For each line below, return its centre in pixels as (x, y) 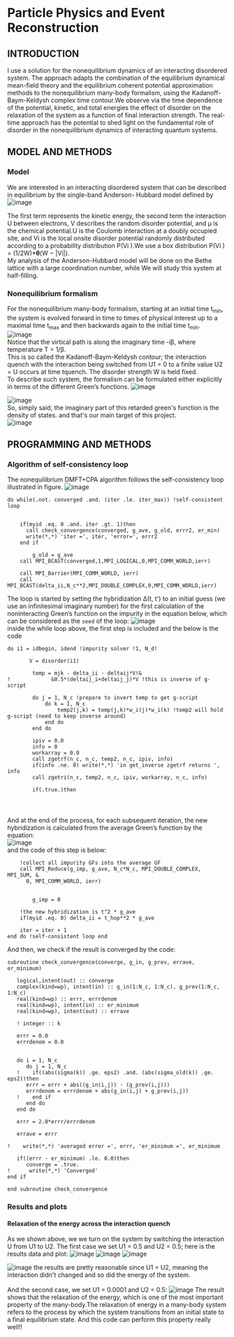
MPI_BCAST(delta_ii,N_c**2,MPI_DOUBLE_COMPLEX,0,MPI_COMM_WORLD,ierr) (112, 586)
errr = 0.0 (32, 1036)
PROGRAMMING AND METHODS (79, 444)
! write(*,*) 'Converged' (53, 1171)
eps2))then (23, 1079)
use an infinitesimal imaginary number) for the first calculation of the (106, 606)
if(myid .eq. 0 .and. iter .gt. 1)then (78, 524)
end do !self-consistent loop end (58, 937)
